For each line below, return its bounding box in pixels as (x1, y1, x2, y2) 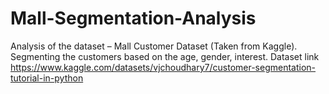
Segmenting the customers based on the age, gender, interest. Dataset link (10, 50, 320, 62)
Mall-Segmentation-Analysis (10, 7, 257, 30)
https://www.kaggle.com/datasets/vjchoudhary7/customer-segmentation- (10, 61, 317, 73)
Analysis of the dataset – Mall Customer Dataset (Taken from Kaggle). (10, 40, 298, 52)
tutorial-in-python (10, 72, 84, 84)
